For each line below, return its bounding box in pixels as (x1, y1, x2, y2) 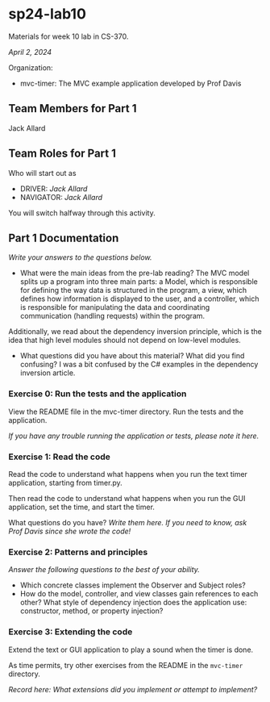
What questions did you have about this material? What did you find (19, 351, 245, 361)
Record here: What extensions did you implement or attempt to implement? (8, 684, 258, 694)
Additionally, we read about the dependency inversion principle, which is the (8, 327, 262, 336)
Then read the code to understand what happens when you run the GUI (8, 493, 246, 503)
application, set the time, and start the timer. (8, 502, 156, 512)
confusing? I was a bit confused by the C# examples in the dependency (19, 360, 259, 370)
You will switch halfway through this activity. (8, 207, 156, 218)
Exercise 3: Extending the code (8, 626, 133, 637)
